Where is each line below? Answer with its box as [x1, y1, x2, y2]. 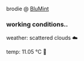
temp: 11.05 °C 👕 [6, 48, 47, 56]
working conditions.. [6, 20, 68, 28]
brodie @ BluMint [6, 5, 49, 12]
